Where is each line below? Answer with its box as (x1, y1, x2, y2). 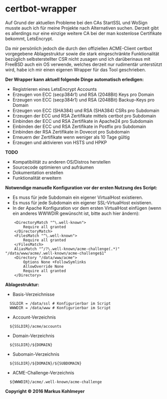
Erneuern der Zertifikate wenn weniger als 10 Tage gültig (12, 134, 130, 140)
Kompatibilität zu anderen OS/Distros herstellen (12, 159, 111, 165)
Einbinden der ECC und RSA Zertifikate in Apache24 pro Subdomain (12, 118, 153, 124)
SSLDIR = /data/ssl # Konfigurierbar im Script (10, 301, 111, 306)
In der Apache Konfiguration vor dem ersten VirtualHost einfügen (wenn (12, 205, 161, 211)
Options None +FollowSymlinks (23, 259, 86, 264)
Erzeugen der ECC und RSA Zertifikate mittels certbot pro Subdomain (12, 112, 156, 118)
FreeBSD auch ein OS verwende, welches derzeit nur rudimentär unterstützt (5, 61, 162, 67)
